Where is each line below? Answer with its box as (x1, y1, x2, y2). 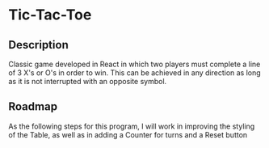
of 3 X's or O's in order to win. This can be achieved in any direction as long (8, 68, 261, 78)
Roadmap (8, 99, 58, 114)
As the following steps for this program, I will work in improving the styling (8, 121, 255, 131)
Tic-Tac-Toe (8, 6, 92, 24)
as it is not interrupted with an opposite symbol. (8, 77, 167, 86)
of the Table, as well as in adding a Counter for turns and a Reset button (8, 129, 248, 139)
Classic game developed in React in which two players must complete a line (8, 59, 261, 69)
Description (8, 38, 69, 52)
